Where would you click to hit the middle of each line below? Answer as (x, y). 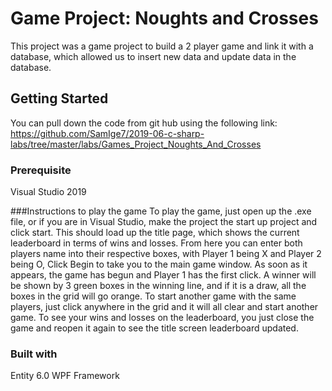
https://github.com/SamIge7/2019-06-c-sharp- (107, 133)
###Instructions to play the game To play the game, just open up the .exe (161, 211)
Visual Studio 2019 (48, 192)
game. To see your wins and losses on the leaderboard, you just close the (162, 318)
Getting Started (59, 98)
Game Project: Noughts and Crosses (164, 18)
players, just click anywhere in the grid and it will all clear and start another (164, 307)
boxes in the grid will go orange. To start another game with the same (153, 296)
